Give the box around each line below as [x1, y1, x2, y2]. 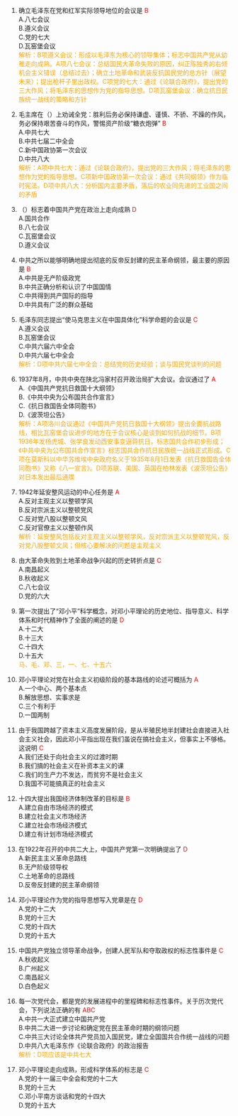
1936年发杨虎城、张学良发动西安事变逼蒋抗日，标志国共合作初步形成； [18, 437, 225, 446]
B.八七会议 [18, 223, 50, 231]
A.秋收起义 [18, 955, 50, 963]
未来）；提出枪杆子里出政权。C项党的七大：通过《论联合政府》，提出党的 [18, 77, 229, 85]
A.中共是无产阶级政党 [18, 274, 81, 282]
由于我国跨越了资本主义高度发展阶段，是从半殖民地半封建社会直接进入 [18, 726, 224, 734]
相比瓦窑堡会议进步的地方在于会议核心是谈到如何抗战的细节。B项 [30, 429, 222, 436]
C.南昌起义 [18, 973, 50, 981]
